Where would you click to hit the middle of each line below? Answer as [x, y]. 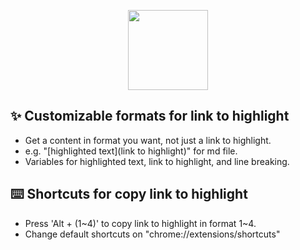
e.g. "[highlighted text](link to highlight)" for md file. [131, 151]
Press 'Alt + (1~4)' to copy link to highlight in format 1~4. [140, 223]
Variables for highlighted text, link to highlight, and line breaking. [157, 161]
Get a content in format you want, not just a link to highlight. [148, 140]
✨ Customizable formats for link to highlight [150, 116]
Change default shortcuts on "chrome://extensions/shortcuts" [152, 234]
